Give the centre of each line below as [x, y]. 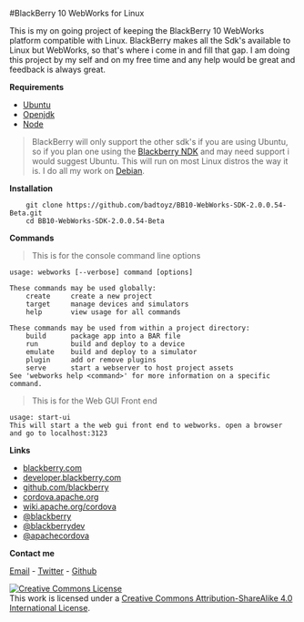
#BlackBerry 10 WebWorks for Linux [77, 13]
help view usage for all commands [103, 312]
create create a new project [89, 296]
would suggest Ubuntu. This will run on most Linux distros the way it [160, 161]
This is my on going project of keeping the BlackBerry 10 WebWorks [137, 31]
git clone [45, 205]
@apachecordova [56, 535]
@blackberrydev [54, 526]
